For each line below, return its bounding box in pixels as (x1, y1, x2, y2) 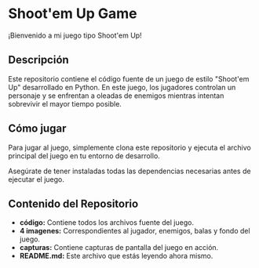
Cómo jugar (8, 122, 67, 136)
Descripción (8, 53, 69, 67)
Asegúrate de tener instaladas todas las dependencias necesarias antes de (8, 166, 251, 176)
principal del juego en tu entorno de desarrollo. (8, 150, 161, 161)
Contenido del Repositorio (8, 197, 139, 210)
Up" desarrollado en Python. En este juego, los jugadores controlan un (8, 82, 236, 92)
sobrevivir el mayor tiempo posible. (8, 99, 122, 108)
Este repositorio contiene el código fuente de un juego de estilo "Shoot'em (8, 74, 250, 83)
